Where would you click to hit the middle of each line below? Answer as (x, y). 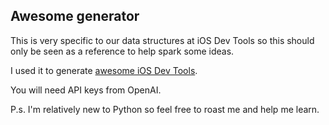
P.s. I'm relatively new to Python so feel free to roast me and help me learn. (165, 109)
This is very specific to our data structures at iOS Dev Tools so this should (162, 40)
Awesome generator (75, 16)
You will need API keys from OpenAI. (86, 90)
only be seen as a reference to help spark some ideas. (122, 51)
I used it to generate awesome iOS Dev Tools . (104, 70)
